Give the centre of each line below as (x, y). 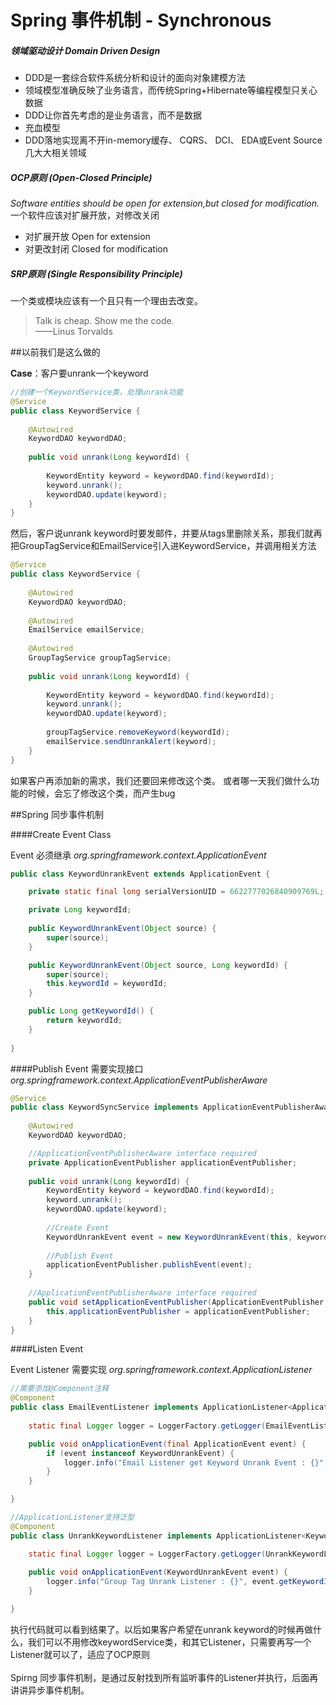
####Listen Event (46, 1349)
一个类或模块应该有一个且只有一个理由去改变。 (106, 301)
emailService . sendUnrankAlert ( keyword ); (131, 741)
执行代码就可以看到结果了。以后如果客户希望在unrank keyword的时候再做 (161, 1629)
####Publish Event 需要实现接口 (77, 1068)
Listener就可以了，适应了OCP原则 (80, 1654)
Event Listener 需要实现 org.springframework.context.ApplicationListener (161, 1370)
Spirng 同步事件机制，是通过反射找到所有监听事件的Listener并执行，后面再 (164, 1677)
